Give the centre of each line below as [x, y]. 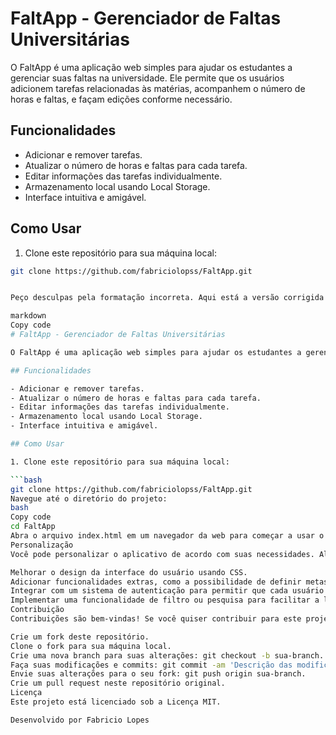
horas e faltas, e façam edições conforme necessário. [121, 99]
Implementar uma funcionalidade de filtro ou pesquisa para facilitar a [165, 600]
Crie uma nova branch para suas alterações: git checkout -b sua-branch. [167, 655]
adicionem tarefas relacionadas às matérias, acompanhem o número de [158, 88]
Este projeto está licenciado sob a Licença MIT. [116, 702]
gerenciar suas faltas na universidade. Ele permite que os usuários [147, 78]
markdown [28, 316]
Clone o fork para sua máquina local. [91, 646]
